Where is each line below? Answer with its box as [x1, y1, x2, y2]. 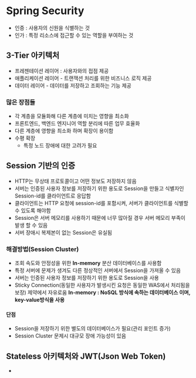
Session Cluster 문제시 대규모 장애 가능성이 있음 [14, 332, 126, 339]
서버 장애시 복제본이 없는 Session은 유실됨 [14, 229, 113, 236]
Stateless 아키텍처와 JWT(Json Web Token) [6, 351, 166, 361]
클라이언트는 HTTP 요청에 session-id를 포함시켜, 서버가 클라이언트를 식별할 [14, 199, 189, 206]
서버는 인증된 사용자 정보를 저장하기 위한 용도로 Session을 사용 [14, 275, 160, 282]
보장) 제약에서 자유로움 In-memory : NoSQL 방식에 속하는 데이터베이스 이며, [14, 289, 191, 296]
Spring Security [6, 4, 85, 18]
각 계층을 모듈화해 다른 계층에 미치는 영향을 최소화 [14, 113, 129, 120]
